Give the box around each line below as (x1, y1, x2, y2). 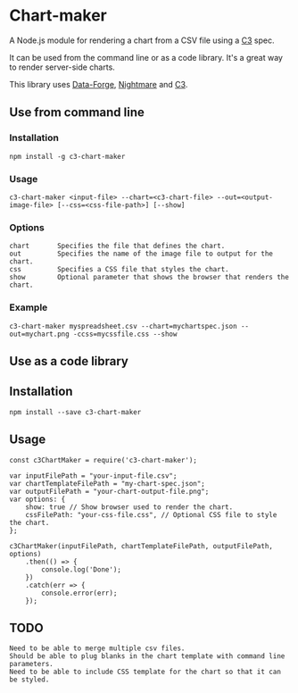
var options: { (9, 495, 66, 504)
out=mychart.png (9, 330, 70, 338)
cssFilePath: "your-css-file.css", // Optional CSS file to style (25, 510, 277, 519)
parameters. (9, 660, 54, 669)
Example (9, 301, 48, 313)
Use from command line (9, 104, 145, 121)
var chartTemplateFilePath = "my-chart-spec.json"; (9, 479, 205, 488)
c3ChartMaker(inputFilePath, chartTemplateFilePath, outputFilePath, (9, 541, 274, 550)
